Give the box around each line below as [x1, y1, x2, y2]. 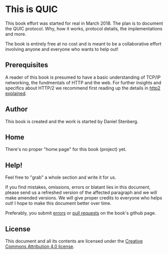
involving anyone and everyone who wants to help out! [5, 46, 119, 52]
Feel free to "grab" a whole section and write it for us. [5, 174, 117, 180]
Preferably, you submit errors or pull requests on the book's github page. [5, 210, 156, 216]
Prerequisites [5, 61, 48, 69]
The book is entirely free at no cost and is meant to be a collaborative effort [5, 40, 162, 46]
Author [5, 105, 28, 114]
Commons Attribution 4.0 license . [5, 243, 74, 249]
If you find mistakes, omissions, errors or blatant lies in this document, [5, 184, 151, 190]
